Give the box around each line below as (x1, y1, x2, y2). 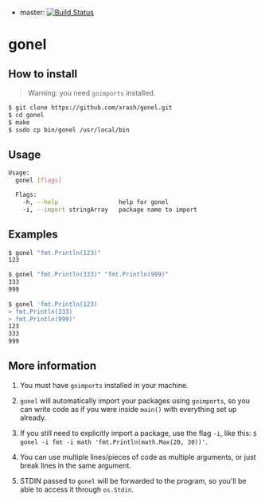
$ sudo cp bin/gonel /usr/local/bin (8, 126, 130, 134)
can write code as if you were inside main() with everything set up (19, 404, 237, 414)
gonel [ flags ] (15, 176, 62, 185)
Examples (8, 228, 58, 241)
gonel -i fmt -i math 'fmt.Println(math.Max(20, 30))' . (19, 437, 208, 446)
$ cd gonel (8, 111, 45, 119)
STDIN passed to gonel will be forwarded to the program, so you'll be (19, 476, 247, 485)
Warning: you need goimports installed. (27, 88, 156, 97)
